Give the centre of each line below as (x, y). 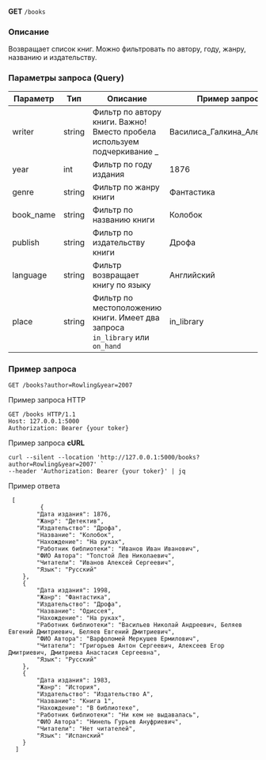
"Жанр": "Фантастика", (74, 597)
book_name (34, 214)
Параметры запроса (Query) (66, 78)
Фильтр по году (122, 164)
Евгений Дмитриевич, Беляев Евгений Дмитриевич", (92, 632)
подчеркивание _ (125, 151)
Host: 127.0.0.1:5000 (44, 421)
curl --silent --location (51, 457)
